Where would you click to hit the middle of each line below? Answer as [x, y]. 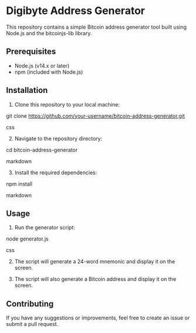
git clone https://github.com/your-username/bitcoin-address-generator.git [96, 116]
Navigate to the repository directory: [58, 138]
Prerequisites [31, 52]
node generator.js [27, 239]
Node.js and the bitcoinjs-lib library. [49, 33]
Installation [27, 90]
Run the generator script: [44, 228]
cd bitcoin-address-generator [42, 150]
